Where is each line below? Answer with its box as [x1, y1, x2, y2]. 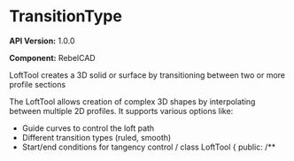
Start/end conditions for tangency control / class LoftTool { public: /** [21, 142, 276, 152]
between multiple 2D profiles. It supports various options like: [9, 105, 234, 116]
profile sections [9, 79, 66, 89]
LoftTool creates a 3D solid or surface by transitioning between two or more [9, 69, 286, 80]
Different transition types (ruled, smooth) [21, 132, 172, 142]
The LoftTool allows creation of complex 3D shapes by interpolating [9, 96, 256, 107]
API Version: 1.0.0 [9, 35, 75, 46]
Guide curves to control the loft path [21, 122, 155, 134]
